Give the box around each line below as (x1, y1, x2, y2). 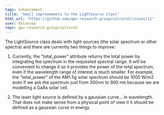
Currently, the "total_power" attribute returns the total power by (12, 53, 141, 59)
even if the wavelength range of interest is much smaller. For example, (12, 69, 154, 75)
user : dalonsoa (5, 21, 36, 26)
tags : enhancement (5, 7, 43, 12)
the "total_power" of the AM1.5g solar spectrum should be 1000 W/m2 (12, 74, 154, 80)
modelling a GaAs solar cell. (12, 85, 69, 91)
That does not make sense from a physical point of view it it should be (12, 99, 154, 105)
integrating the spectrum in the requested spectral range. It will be (12, 59, 146, 65)
